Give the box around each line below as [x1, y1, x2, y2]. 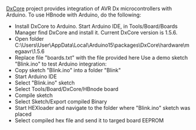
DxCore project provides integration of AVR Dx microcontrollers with [6, 5, 172, 12]
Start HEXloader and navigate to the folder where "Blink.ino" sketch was [14, 105, 191, 111]
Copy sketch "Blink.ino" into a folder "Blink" [14, 67, 121, 73]
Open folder [14, 35, 44, 42]
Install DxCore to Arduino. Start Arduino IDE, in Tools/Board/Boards [14, 23, 178, 30]
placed [14, 110, 32, 118]
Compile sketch [14, 92, 53, 99]
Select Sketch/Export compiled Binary [14, 98, 107, 105]
